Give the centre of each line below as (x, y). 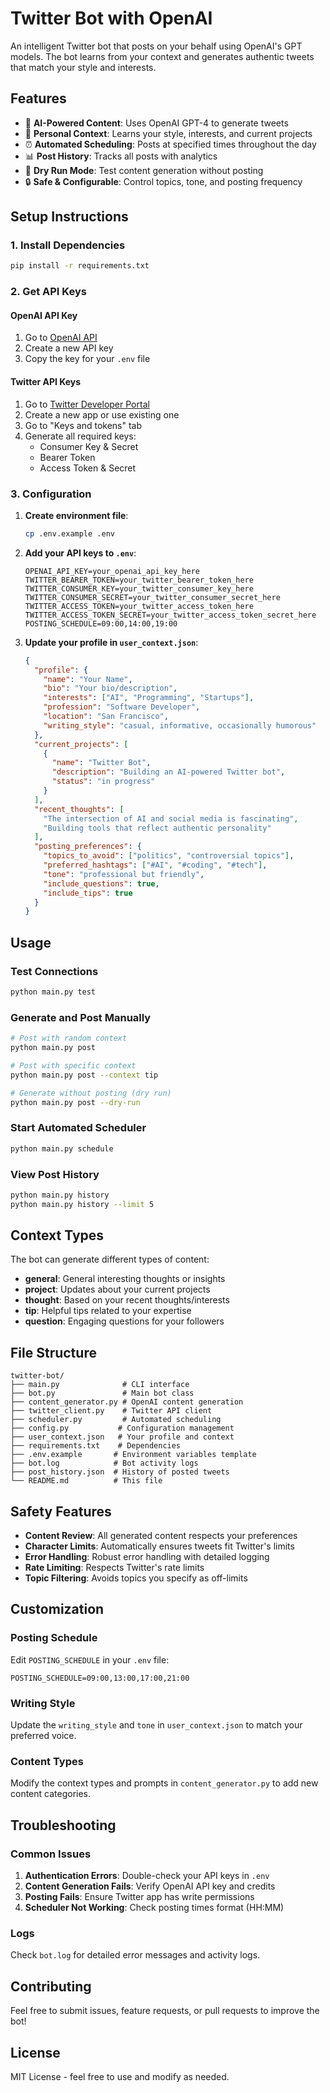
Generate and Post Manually (81, 1017)
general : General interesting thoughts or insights (125, 1279)
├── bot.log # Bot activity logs (104, 1463)
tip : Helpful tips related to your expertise (108, 1311)
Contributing (51, 1986)
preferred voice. (43, 1736)
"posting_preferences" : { (88, 847)
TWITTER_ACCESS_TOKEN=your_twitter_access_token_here (139, 606)
